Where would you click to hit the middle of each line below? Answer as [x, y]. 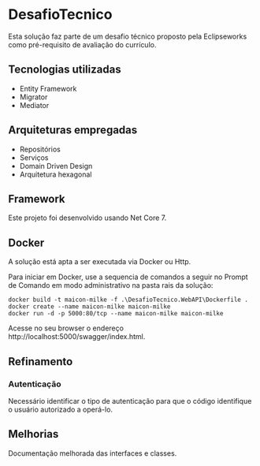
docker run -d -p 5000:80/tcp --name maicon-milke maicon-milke [116, 314]
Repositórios [40, 149]
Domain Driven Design [56, 166]
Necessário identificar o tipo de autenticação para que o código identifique [130, 401]
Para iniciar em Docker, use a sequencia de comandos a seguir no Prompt [128, 277]
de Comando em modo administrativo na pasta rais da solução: [111, 285]
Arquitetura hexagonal [56, 174]
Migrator [33, 97]
